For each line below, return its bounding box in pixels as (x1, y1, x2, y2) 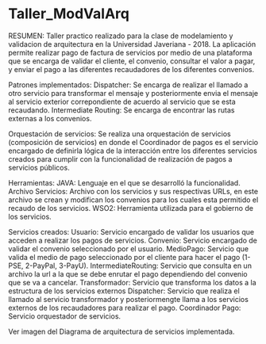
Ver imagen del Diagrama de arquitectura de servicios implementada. (8, 327, 235, 336)
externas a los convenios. (8, 113, 92, 123)
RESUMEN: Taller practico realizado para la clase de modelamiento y (8, 31, 233, 40)
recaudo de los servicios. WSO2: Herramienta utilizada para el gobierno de (8, 203, 254, 212)
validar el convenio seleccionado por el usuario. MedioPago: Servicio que (8, 243, 249, 254)
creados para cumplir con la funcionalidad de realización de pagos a (8, 154, 233, 163)
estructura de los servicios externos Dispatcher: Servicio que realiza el (8, 286, 240, 296)
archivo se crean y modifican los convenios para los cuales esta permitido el (8, 195, 259, 204)
